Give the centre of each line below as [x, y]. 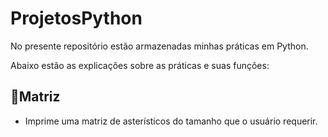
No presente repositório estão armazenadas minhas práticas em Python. [159, 46]
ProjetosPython [76, 18]
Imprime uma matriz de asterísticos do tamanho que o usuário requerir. [171, 121]
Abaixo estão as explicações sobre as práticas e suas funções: [140, 65]
